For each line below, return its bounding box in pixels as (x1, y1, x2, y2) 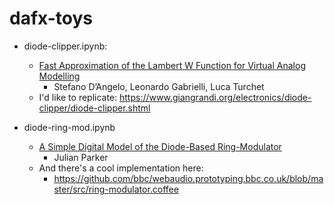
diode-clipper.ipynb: (23, 40, 108, 52)
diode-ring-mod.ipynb (23, 121, 116, 133)
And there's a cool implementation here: (38, 162, 204, 174)
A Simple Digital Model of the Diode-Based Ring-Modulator (38, 140, 282, 152)
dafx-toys (9, 7, 93, 30)
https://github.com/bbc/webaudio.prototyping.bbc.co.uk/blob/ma (53, 172, 324, 184)
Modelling (38, 70, 81, 82)
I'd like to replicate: (38, 91, 118, 103)
